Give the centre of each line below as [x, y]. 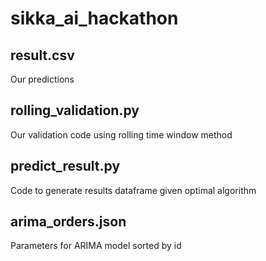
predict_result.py [65, 166]
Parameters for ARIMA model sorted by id [96, 246]
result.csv [42, 55]
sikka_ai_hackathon [94, 18]
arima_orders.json [68, 222]
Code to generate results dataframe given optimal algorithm [133, 190]
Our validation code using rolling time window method [121, 134]
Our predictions [42, 79]
